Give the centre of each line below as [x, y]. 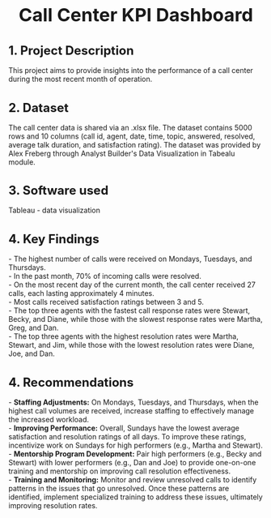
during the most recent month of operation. [80, 79]
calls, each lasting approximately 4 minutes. [82, 293]
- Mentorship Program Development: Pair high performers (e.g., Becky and [135, 454]
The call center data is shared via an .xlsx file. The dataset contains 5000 [130, 127]
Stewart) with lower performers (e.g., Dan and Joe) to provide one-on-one [132, 462]
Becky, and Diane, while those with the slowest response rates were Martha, [135, 319]
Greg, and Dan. [34, 328]
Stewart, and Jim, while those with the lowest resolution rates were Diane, [131, 345]
